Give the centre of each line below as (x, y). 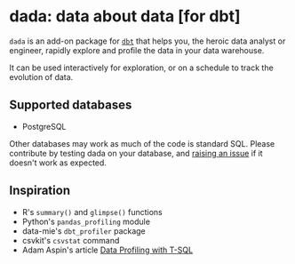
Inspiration (40, 191)
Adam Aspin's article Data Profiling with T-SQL (108, 250)
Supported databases (71, 105)
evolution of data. (41, 76)
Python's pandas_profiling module (86, 221)
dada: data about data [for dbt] (125, 16)
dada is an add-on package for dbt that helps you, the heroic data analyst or (147, 41)
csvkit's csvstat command (71, 240)
